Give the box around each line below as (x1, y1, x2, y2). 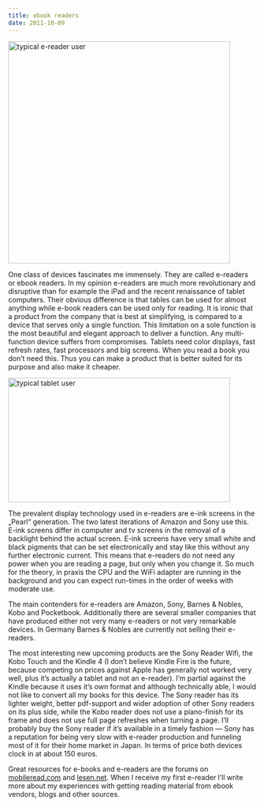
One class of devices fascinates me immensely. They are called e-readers (8, 269, 249, 279)
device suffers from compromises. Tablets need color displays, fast (36, 336, 256, 346)
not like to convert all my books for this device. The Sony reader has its (8, 690, 239, 700)
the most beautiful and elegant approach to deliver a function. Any (8, 328, 224, 338)
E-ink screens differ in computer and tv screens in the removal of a (8, 525, 226, 535)
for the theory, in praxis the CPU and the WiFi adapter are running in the (8, 567, 242, 576)
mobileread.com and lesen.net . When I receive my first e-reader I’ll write (8, 772, 244, 782)
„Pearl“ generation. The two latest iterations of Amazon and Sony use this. (8, 516, 250, 526)
